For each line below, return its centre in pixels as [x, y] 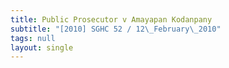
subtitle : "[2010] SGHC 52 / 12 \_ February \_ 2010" [116, 29]
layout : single [42, 47]
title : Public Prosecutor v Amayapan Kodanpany [111, 19]
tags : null [33, 38]
